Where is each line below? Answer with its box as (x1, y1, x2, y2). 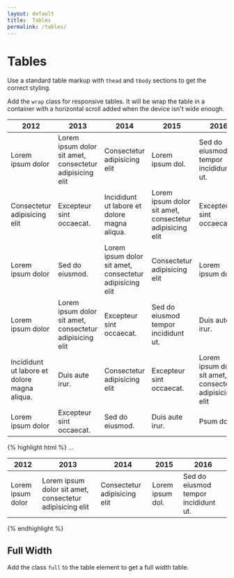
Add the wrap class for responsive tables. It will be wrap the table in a (7, 97, 205, 105)
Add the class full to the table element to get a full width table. (7, 563, 189, 572)
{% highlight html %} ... (7, 443, 75, 452)
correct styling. (7, 84, 51, 92)
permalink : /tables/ (7, 23, 68, 30)
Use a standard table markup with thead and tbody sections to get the (7, 76, 207, 84)
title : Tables (7, 17, 52, 24)
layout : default (7, 10, 54, 17)
